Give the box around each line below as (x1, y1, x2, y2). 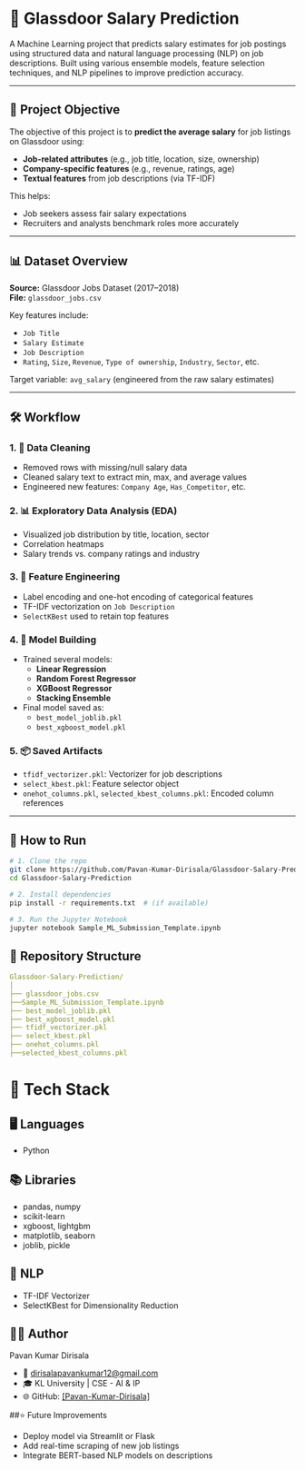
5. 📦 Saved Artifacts (9, 745, 103, 758)
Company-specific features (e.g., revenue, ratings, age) (22, 163, 235, 174)
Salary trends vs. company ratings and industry (22, 548, 201, 559)
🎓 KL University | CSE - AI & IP (22, 1378, 141, 1389)
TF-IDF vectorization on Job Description (22, 601, 175, 611)
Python (22, 1145, 50, 1156)
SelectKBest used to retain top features (22, 611, 170, 621)
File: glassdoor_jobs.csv (9, 292, 102, 303)
